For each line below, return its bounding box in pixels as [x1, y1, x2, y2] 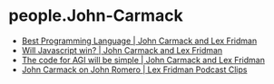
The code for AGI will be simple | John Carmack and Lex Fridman [21, 54, 265, 65]
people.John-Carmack [8, 5, 183, 26]
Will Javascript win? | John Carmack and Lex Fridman [21, 44, 223, 55]
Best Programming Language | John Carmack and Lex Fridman [21, 35, 258, 46]
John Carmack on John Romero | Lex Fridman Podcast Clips [21, 64, 248, 75]
